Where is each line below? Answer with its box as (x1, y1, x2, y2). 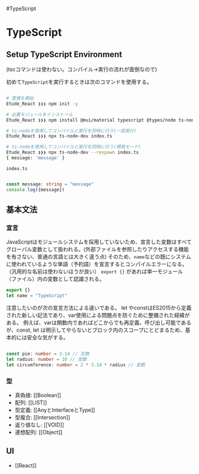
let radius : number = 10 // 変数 (6, 356, 87, 362)
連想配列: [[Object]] (14, 428, 63, 435)
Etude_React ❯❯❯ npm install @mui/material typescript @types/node (6, 117, 176, 123)
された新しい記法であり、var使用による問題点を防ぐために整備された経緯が (6, 312, 190, 319)
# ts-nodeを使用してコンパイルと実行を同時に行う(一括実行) (6, 127, 137, 134)
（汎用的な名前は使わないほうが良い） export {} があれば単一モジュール (6, 268, 184, 275)
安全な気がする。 (26, 334, 69, 341)
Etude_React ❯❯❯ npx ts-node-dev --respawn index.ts (6, 149, 139, 156)
